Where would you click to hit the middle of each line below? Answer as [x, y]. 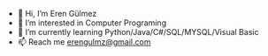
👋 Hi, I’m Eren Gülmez [57, 14]
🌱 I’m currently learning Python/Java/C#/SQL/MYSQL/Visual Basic [138, 32]
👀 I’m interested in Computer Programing [92, 23]
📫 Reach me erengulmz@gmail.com [84, 42]
